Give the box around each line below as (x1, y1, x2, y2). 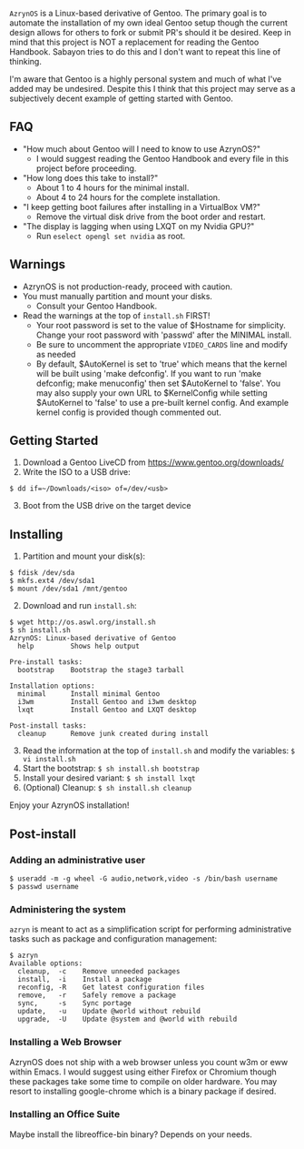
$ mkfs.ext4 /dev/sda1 (9, 577, 95, 586)
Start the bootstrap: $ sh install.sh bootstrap (22, 763, 200, 774)
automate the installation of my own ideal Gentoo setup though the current (9, 17, 289, 28)
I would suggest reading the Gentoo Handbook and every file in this (35, 153, 289, 164)
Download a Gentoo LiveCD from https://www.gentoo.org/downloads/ (22, 457, 284, 468)
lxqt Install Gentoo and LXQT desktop (17, 705, 197, 715)
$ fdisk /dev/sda (9, 569, 75, 578)
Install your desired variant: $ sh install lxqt (22, 772, 196, 783)
